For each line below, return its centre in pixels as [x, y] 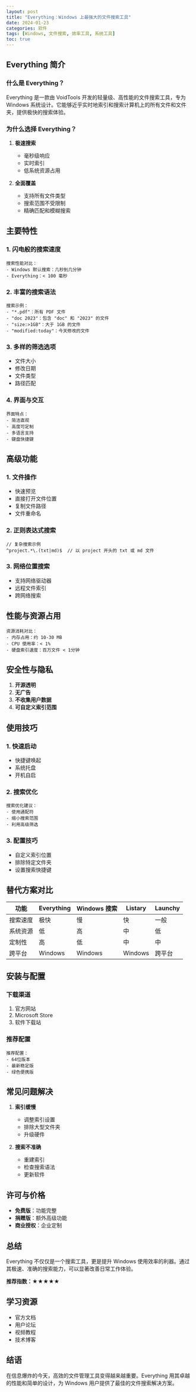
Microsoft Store [34, 1015]
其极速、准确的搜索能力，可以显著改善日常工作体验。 [71, 1268]
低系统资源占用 [42, 170]
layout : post [22, 12]
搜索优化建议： [22, 806]
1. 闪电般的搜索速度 [34, 249]
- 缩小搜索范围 [22, 818]
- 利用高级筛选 [22, 825]
